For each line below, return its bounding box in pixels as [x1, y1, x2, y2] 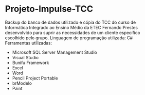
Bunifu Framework [12, 60, 50, 65]
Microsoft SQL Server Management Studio [12, 49, 97, 55]
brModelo [12, 80, 32, 86]
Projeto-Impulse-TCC [5, 3, 93, 15]
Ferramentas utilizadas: [5, 40, 52, 46]
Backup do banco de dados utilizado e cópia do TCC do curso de [5, 19, 136, 25]
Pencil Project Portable [12, 75, 58, 81]
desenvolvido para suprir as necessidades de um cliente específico [5, 30, 140, 35]
